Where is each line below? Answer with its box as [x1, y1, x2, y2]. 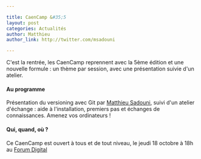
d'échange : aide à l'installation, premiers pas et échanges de [6, 106, 160, 113]
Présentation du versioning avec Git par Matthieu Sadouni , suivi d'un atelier [6, 99, 195, 106]
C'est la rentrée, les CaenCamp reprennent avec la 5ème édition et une [6, 59, 184, 66]
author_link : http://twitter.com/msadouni [6, 37, 115, 43]
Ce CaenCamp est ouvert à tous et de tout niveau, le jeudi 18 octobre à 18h [6, 139, 193, 146]
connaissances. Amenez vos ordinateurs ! [6, 112, 111, 119]
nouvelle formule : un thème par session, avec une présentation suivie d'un [6, 65, 194, 73]
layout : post [6, 19, 39, 26]
